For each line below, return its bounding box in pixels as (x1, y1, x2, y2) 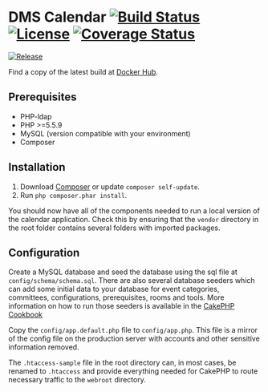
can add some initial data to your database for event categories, (8, 285, 220, 294)
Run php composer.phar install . (19, 190, 128, 200)
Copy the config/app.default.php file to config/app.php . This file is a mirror (8, 325, 258, 335)
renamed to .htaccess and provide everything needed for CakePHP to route (8, 366, 258, 376)
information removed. (8, 342, 79, 352)
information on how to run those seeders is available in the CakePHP (8, 301, 235, 311)
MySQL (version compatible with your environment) (19, 128, 191, 138)
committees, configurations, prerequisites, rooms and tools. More (8, 293, 225, 302)
